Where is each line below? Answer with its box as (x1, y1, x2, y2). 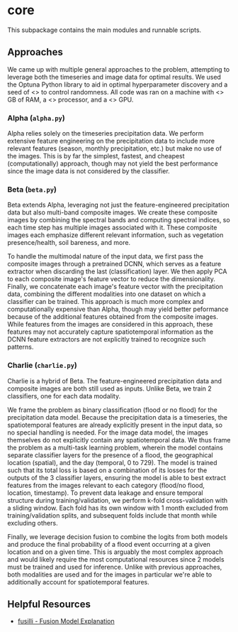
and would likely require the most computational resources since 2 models (7, 555, 225, 563)
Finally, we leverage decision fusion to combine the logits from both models (7, 532, 228, 541)
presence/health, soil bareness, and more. (7, 239, 131, 247)
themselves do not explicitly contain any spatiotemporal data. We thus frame (7, 435, 231, 444)
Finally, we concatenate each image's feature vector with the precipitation (7, 283, 223, 291)
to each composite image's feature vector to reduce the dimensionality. (7, 275, 216, 283)
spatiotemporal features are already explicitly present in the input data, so (7, 420, 223, 429)
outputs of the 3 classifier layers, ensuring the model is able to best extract (7, 473, 227, 481)
